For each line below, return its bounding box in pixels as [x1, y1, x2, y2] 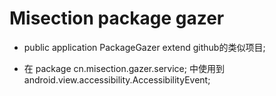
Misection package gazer [9, 7, 225, 30]
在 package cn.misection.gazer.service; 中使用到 [23, 62, 225, 74]
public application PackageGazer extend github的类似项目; [23, 41, 266, 53]
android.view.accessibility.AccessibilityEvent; [23, 73, 211, 86]
